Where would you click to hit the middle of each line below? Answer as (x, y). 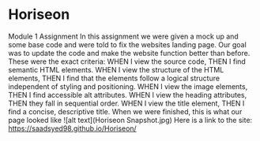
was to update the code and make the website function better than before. (129, 53)
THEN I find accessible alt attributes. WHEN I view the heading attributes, (128, 95)
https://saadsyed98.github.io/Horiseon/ (72, 128)
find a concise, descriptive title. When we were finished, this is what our (125, 111)
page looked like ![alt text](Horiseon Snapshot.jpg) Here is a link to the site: (130, 120)
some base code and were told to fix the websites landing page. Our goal (127, 44)
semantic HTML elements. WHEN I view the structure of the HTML (116, 69)
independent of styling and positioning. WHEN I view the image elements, (128, 86)
